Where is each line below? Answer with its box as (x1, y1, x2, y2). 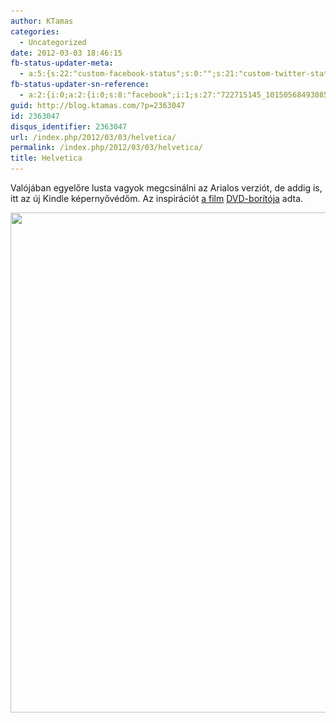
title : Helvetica (10, 153, 83, 164)
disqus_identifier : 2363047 (10, 121, 128, 132)
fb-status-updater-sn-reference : (10, 80, 150, 90)
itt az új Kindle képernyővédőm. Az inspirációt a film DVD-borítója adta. (10, 193, 304, 204)
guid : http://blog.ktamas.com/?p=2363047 (10, 100, 186, 110)
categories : (10, 26, 60, 37)
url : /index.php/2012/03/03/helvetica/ (10, 132, 177, 142)
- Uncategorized (19, 37, 87, 47)
